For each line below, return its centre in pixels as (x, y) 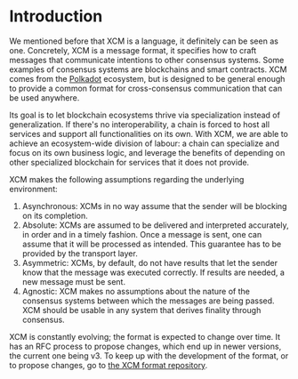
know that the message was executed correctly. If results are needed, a (153, 272)
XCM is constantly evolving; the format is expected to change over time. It (145, 336)
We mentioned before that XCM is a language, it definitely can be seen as (144, 41)
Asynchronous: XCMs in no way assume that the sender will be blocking (154, 206)
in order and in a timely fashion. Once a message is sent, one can (142, 234)
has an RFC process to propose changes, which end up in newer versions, (145, 346)
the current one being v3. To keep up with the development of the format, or (149, 355)
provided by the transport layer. (80, 253)
